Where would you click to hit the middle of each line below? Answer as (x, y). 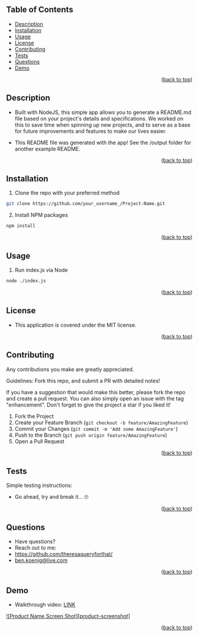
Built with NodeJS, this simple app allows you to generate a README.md (103, 112)
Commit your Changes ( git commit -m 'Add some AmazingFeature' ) (96, 428)
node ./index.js (26, 281)
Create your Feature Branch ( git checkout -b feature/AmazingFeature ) (101, 422)
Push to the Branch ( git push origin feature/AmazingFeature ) (91, 435)
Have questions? (35, 542)
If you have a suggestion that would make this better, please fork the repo (96, 392)
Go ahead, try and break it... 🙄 (51, 497)
